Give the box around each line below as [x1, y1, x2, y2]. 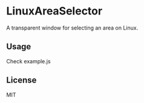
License [6, 75, 37, 86]
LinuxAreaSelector [6, 4, 103, 18]
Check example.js [6, 57, 51, 64]
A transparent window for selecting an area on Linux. [6, 24, 139, 31]
